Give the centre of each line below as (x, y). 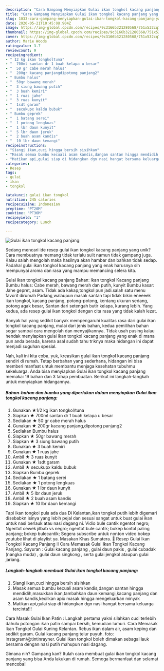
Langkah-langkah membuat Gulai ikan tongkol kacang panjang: (72, 571)
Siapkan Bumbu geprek (36, 472)
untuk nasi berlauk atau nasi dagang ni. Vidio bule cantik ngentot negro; (78, 523)
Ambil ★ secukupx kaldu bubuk (45, 467)
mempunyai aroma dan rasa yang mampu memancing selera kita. (71, 270)
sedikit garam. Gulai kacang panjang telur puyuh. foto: (60, 633)
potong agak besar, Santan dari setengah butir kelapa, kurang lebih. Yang (79, 306)
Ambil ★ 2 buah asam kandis (42, 498)
